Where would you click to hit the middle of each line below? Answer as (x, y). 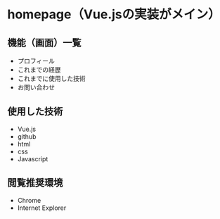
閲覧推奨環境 (35, 183)
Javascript (33, 158)
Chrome (29, 200)
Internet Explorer (42, 208)
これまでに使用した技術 (51, 79)
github (27, 136)
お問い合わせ (36, 87)
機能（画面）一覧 (44, 43)
